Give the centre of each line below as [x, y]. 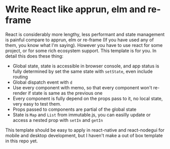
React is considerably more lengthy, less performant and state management [85, 34]
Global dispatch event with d [42, 82]
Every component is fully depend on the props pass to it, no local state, [88, 98]
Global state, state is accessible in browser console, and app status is [86, 66]
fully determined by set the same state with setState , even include [83, 71]
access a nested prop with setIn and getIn [58, 120]
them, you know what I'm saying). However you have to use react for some [84, 45]
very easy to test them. [37, 104]
